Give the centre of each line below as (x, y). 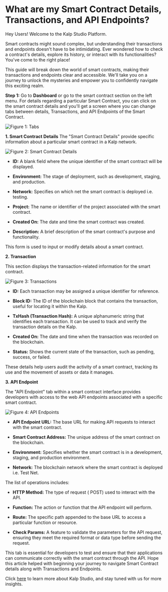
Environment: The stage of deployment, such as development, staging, (87, 176)
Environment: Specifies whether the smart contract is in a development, (87, 452)
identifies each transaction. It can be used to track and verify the (79, 321)
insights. (14, 584)
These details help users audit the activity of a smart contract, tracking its (81, 367)
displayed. (23, 166)
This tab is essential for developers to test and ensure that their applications (84, 553)
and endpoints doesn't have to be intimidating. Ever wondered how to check (84, 49)
